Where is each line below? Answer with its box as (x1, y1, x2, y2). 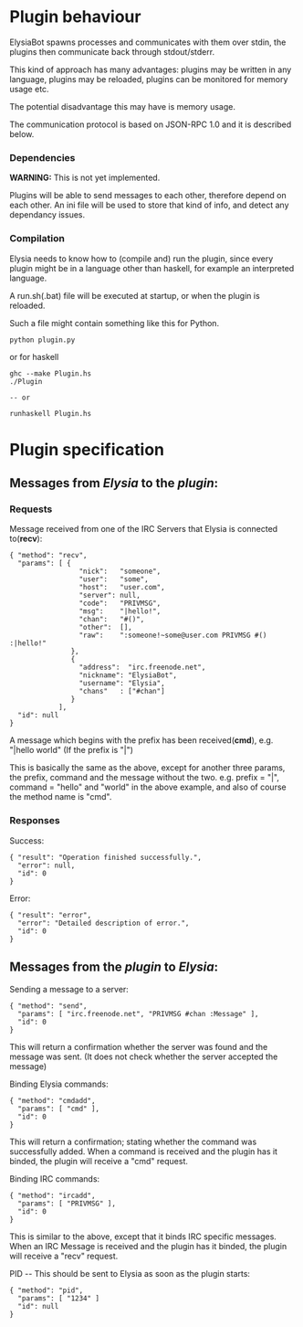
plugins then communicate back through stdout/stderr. (9, 46, 215, 57)
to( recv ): (9, 533, 43, 545)
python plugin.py (9, 335, 76, 345)
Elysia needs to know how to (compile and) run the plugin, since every (9, 253, 274, 264)
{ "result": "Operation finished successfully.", (9, 853, 203, 862)
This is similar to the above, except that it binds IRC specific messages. (9, 1231, 277, 1242)
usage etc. (9, 83, 49, 94)
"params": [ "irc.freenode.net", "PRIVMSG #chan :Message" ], (17, 1009, 259, 1018)
